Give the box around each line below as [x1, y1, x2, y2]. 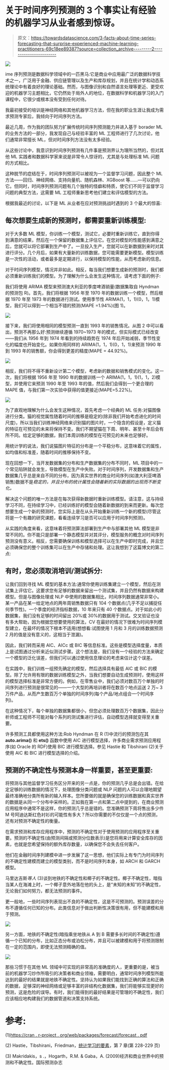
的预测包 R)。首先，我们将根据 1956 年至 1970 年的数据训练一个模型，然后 [5, 290, 159, 296]
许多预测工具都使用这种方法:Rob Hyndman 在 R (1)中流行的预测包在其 [5, 731, 149, 737]
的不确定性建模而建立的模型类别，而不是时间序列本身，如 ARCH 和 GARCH [5, 858, 160, 864]
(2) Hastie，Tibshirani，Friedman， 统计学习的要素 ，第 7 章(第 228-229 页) [5, 1042, 160, 1048]
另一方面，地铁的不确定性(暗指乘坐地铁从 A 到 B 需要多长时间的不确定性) [5, 931, 156, 938]
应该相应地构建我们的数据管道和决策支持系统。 [5, 995, 102, 1001]
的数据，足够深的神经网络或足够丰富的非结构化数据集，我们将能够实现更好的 [5, 983, 164, 989]
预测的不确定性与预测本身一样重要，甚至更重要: [5, 766, 153, 774]
